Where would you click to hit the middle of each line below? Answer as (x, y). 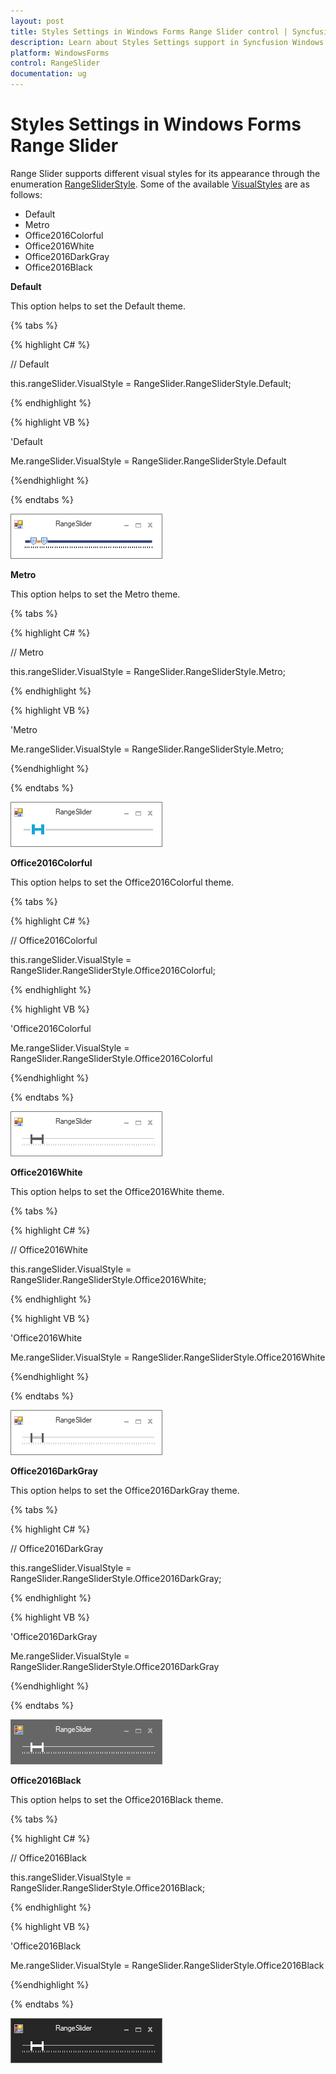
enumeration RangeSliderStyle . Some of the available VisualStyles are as (160, 184)
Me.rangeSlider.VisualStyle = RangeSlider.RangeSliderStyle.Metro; (147, 749)
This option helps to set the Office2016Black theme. (117, 1799)
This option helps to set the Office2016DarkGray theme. (125, 1490)
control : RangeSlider (55, 63)
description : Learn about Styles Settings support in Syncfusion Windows (167, 42)
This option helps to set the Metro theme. (95, 594)
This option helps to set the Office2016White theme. (117, 1191)
